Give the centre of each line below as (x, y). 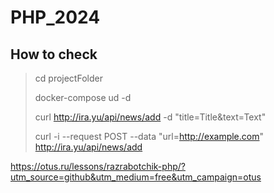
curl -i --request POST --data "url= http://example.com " (149, 136)
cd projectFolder (68, 78)
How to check (54, 54)
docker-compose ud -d (83, 97)
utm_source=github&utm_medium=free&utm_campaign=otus (136, 177)
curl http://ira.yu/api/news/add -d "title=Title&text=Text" (150, 117)
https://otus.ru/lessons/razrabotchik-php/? (98, 166)
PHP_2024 (55, 17)
